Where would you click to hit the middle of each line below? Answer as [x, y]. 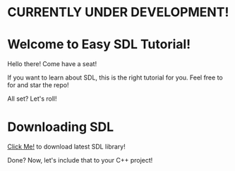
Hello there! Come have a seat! [52, 64]
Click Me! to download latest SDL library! [66, 147]
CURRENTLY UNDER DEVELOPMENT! [118, 12]
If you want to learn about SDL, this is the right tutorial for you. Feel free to [115, 77]
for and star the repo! [38, 85]
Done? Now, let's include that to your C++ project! [80, 160]
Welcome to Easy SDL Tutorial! [99, 45]
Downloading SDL [61, 127]
